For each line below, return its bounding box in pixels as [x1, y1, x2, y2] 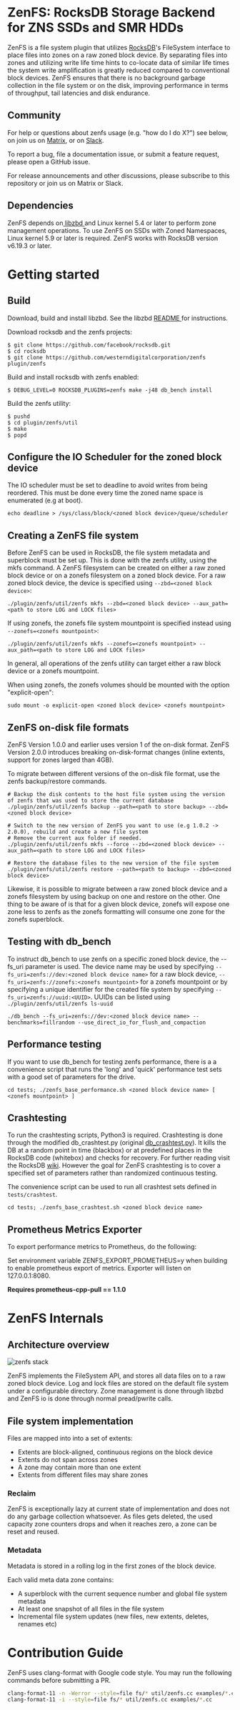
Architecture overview [7, 1338, 109, 1351]
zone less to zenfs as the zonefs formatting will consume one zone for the [7, 908, 226, 915]
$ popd [7, 432, 27, 439]
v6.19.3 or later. [7, 241, 52, 250]
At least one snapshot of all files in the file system [17, 1604, 164, 1613]
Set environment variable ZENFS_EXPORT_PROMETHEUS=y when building [7, 1256, 228, 1265]
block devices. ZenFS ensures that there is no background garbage [7, 73, 206, 82]
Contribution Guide [7, 1644, 124, 1661]
